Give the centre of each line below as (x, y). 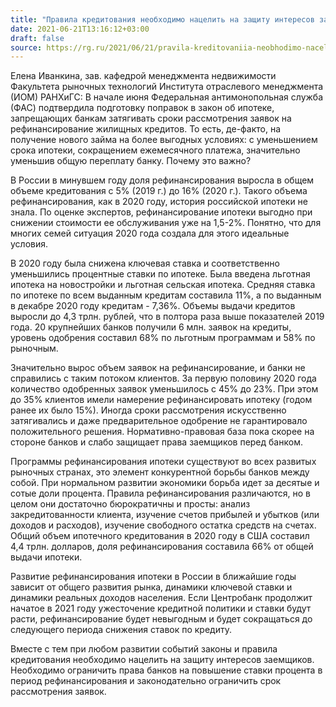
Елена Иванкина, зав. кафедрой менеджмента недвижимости (143, 76)
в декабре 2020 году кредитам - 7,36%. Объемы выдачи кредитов (153, 306)
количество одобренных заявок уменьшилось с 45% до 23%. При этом (164, 389)
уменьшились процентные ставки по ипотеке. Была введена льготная (160, 274)
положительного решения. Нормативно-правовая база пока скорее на (162, 432)
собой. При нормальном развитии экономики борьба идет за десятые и (165, 483)
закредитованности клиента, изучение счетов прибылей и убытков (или (165, 515)
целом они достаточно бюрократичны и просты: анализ (130, 504)
